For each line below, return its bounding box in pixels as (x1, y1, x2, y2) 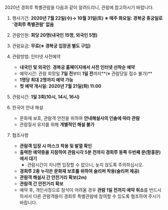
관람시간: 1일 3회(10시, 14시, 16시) (12, 94, 80, 100)
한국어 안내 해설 (12, 105, 43, 110)
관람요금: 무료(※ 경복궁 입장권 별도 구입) (12, 43, 91, 49)
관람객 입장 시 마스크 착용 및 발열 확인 (19, 143, 92, 149)
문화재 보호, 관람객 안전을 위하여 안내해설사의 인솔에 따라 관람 (19, 115, 140, 121)
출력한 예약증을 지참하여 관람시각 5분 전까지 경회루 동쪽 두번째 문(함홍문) (19, 149, 161, 155)
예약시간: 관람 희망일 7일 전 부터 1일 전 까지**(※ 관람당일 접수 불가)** (19, 71, 153, 77)
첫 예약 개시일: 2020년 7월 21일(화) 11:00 (19, 83, 102, 89)
